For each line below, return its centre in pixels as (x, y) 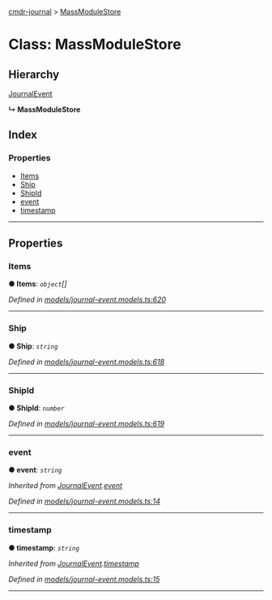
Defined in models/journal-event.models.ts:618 (86, 362)
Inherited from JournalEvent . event (66, 486)
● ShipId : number (36, 408)
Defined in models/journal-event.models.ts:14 (84, 501)
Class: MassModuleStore (95, 45)
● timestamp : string (44, 547)
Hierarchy (34, 74)
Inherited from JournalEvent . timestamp (74, 564)
